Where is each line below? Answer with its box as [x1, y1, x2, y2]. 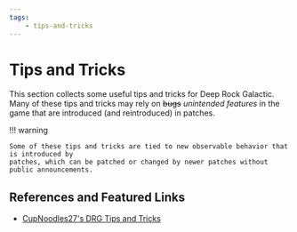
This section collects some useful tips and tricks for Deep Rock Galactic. [9, 89, 275, 100]
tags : [9, 12, 29, 22]
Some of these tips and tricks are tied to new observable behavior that [9, 142, 289, 151]
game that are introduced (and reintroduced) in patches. [9, 108, 215, 118]
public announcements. [9, 165, 93, 174]
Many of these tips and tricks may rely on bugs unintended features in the [9, 99, 280, 109]
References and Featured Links [9, 189, 185, 204]
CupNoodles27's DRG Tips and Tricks [21, 213, 162, 224]
